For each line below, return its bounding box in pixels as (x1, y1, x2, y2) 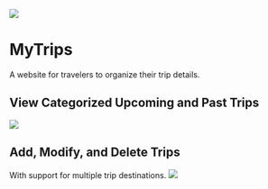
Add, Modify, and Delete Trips (9, 145, 180, 160)
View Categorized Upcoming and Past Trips (9, 95, 260, 111)
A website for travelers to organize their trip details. (9, 68, 200, 80)
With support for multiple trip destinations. (9, 169, 167, 180)
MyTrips (9, 40, 73, 60)
